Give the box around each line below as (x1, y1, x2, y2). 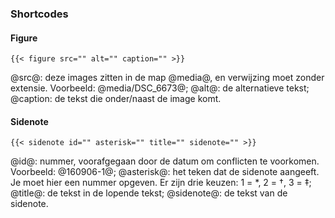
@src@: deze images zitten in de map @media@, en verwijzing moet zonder (10, 72, 325, 84)
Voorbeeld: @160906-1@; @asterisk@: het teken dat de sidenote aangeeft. (10, 166, 320, 178)
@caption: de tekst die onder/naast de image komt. (10, 93, 222, 105)
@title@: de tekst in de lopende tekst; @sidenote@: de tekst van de (10, 187, 288, 199)
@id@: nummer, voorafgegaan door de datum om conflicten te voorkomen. (10, 155, 320, 167)
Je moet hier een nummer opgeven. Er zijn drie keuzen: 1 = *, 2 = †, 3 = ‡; (10, 177, 312, 189)
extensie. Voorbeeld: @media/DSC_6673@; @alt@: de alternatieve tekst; (10, 82, 310, 94)
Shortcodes (10, 7, 69, 21)
